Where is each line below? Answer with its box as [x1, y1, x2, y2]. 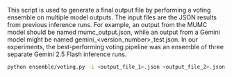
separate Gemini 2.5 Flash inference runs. [7, 50, 127, 58]
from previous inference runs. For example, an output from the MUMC [7, 21, 208, 28]
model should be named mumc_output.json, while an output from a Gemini [7, 28, 220, 36]
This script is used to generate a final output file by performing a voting [7, 6, 211, 14]
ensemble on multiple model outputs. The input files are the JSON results [7, 13, 217, 22]
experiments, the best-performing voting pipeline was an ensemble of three [7, 43, 224, 51]
